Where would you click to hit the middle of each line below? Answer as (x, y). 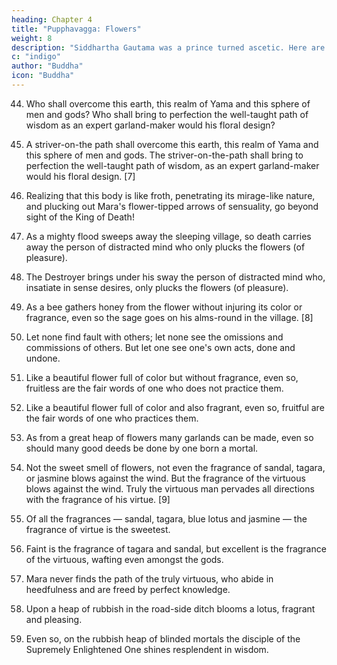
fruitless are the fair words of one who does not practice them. (154, 388)
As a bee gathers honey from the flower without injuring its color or (164, 307)
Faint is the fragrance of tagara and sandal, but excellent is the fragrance (176, 548)
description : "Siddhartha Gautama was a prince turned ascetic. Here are (168, 47)
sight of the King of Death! (80, 217)
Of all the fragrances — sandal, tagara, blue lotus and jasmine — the (166, 518)
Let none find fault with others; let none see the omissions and (154, 337)
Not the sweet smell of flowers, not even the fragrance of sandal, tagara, (175, 467)
